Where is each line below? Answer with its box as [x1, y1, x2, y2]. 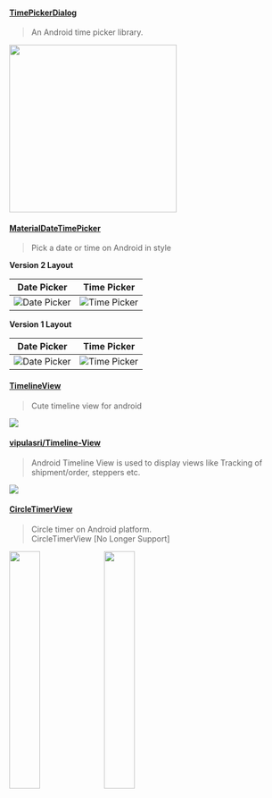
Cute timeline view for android [30, 400, 143, 411]
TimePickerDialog [9, 7, 78, 18]
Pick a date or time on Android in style [30, 242, 172, 254]
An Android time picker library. [30, 27, 144, 38]
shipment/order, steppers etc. [30, 466, 141, 477]
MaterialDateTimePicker [9, 223, 101, 233]
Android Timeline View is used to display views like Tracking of [30, 457, 263, 468]
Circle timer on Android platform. [30, 524, 152, 535]
